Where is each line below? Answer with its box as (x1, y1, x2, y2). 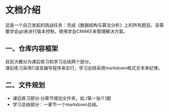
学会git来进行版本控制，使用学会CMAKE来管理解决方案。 (9, 28, 128, 34)
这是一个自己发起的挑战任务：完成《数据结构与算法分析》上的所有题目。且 (5, 22, 159, 28)
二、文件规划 (5, 81, 45, 89)
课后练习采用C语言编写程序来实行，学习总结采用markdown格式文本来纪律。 (5, 64, 162, 70)
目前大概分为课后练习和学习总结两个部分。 (5, 58, 94, 64)
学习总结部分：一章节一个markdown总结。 (12, 101, 101, 107)
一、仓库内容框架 (5, 44, 58, 53)
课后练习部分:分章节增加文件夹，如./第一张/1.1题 (12, 95, 112, 101)
